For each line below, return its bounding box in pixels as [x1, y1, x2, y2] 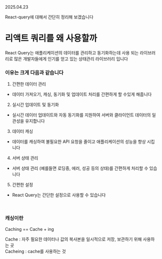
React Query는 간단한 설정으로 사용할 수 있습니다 [12, 192, 106, 198]
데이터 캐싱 [12, 129, 33, 134]
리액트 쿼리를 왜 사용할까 [5, 33, 97, 44]
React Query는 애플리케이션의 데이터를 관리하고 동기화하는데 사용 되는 [5, 49, 139, 55]
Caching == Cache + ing [5, 226, 54, 232]
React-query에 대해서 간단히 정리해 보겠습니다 [5, 14, 94, 20]
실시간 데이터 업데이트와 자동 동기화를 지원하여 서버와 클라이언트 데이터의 [12, 112, 151, 118]
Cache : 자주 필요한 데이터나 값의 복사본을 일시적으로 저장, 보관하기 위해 [5, 236, 142, 242]
